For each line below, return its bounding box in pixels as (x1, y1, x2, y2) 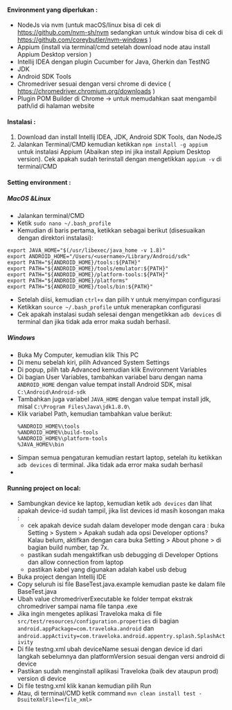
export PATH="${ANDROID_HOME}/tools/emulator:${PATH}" (7, 265, 169, 272)
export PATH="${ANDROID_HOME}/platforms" (7, 277, 129, 284)
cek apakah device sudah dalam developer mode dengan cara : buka (27, 521, 225, 529)
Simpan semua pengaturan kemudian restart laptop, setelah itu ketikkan (17, 453, 222, 462)
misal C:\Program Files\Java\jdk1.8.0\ (17, 402, 130, 410)
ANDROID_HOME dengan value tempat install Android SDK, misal (17, 380, 192, 388)
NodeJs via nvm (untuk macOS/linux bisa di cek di (17, 21, 161, 29)
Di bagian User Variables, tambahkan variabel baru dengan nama (17, 372, 203, 381)
